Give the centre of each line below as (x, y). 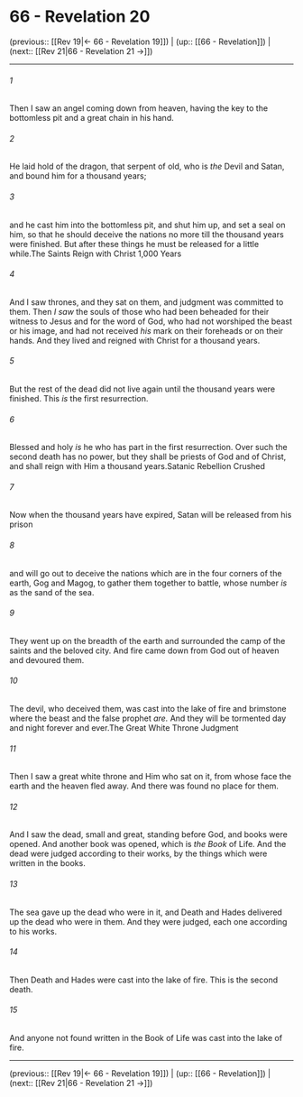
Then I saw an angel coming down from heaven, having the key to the (139, 108)
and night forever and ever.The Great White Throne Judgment (124, 727)
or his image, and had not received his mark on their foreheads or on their (147, 330)
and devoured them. (47, 659)
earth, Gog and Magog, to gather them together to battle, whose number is (148, 583)
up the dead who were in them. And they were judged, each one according (148, 921)
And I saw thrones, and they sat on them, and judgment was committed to (147, 302)
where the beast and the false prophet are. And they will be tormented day (148, 718)
